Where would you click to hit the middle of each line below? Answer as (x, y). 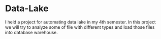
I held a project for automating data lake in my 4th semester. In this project (80, 22)
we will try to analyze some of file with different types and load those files (80, 27)
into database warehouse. (32, 32)
